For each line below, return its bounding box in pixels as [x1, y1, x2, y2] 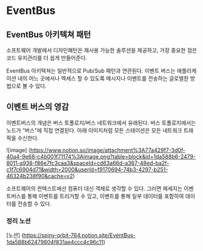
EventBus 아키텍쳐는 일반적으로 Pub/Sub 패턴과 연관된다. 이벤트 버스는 [6, 67, 176, 74]
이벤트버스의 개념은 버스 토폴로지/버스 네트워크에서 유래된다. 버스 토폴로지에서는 [6, 119, 196, 126]
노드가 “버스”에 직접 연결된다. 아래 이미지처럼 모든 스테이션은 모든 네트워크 [6, 126, 182, 134]
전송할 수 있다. [17, 200, 52, 207]
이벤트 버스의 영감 [6, 101, 69, 112]
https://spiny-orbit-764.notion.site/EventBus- [23, 232, 136, 239]
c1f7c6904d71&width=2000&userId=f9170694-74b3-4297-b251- [6, 165, 168, 173]
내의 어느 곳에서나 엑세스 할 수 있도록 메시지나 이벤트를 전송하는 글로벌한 [17, 75, 189, 82]
